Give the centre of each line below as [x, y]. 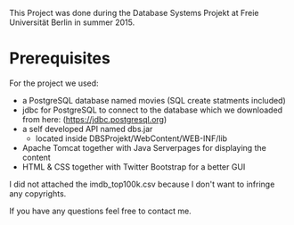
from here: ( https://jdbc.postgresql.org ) [94, 119]
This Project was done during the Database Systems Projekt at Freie [134, 13]
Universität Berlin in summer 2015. [72, 22]
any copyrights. [38, 193]
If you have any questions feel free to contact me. [100, 211]
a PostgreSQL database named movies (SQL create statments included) [154, 100]
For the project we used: [54, 83]
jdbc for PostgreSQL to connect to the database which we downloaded [152, 110]
